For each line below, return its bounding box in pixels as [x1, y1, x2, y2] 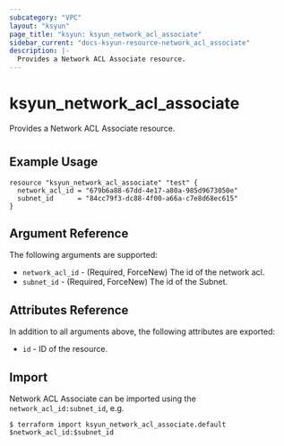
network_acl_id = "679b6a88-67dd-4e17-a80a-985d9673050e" [17, 185, 239, 195]
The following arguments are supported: [9, 250, 159, 261]
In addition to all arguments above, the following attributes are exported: [9, 326, 276, 337]
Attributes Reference [9, 302, 129, 318]
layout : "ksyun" [9, 21, 70, 30]
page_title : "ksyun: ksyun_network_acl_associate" [9, 30, 202, 39]
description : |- [9, 47, 70, 56]
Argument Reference [9, 226, 129, 241]
